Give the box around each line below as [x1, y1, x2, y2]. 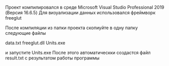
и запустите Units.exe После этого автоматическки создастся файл [5, 50, 151, 55]
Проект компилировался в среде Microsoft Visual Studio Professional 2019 [5, 5, 165, 10]
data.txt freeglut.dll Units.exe [5, 40, 66, 46]
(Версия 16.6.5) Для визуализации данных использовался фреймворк [5, 10, 155, 16]
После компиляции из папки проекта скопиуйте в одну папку [5, 25, 138, 31]
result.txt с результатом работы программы [5, 55, 100, 61]
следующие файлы [5, 30, 46, 36]
